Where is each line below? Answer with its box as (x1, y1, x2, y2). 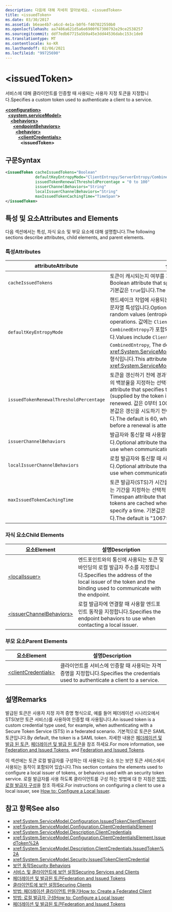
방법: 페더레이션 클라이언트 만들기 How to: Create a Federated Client (12, 888, 152, 894)
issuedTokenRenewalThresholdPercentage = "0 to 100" (35, 179, 150, 184)
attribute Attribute (34, 263, 78, 270)
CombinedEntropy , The (110, 341, 162, 348)
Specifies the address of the (84, 571, 152, 579)
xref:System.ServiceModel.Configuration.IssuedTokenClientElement (12, 818, 156, 824)
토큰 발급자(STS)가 (110, 479, 154, 486)
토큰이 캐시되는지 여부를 (110, 273, 165, 280)
